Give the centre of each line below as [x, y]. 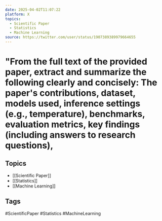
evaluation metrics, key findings [72, 125]
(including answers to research [70, 135]
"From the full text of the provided [76, 62]
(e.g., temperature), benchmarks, [75, 114]
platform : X [17, 14]
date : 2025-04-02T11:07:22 [33, 10]
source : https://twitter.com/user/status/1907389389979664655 [70, 37]
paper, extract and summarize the [76, 72]
